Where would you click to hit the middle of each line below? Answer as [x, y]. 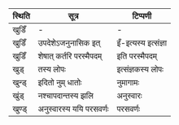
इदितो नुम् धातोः [60, 82]
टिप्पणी [142, 16]
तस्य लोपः [52, 69]
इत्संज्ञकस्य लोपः [140, 69]
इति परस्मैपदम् [137, 56]
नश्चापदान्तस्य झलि [65, 95]
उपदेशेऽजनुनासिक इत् [69, 43]
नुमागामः [128, 82]
